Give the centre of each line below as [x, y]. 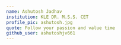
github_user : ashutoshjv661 [41, 33]
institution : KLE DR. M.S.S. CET [47, 17]
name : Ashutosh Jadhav [34, 11]
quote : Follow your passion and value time [61, 28]
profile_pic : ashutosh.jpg [39, 22]
